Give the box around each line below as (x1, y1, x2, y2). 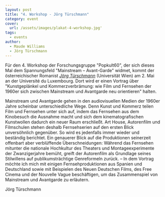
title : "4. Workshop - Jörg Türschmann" (5, 12, 90, 17)
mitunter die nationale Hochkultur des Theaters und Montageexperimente (5, 145, 155, 151)
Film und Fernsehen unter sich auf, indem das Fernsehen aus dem (5, 108, 139, 114)
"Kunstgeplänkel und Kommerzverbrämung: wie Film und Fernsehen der (5, 83, 152, 89)
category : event (5, 16, 38, 21)
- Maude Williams (9, 44, 45, 49)
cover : (5, 21, 19, 26)
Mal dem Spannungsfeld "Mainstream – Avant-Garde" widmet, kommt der (5, 67, 155, 73)
